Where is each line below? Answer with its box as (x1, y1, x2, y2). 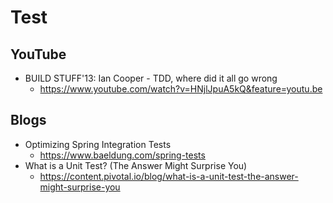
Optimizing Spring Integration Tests (24, 138, 172, 150)
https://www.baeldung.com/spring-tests (39, 149, 206, 161)
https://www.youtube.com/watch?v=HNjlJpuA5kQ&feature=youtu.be (39, 83, 323, 95)
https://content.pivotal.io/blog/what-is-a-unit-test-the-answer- (39, 170, 299, 182)
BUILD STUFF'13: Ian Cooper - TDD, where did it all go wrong (24, 72, 278, 84)
